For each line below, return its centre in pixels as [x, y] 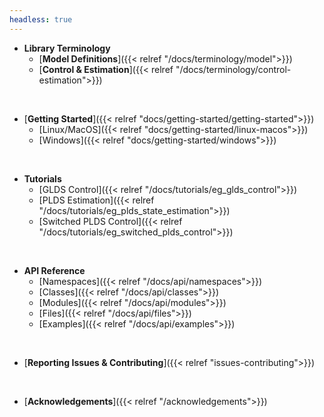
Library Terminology [67, 48]
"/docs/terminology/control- [233, 69]
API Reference [54, 270]
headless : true [41, 19]
